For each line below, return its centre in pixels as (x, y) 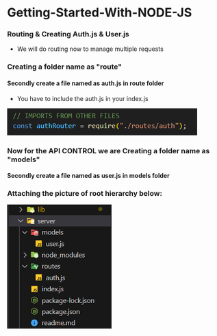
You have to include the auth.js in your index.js (82, 98)
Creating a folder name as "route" (64, 67)
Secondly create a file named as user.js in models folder (88, 176)
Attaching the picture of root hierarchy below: (85, 194)
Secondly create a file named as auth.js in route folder (86, 83)
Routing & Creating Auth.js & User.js (68, 34)
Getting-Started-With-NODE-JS (100, 13)
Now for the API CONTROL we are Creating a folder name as (108, 150)
